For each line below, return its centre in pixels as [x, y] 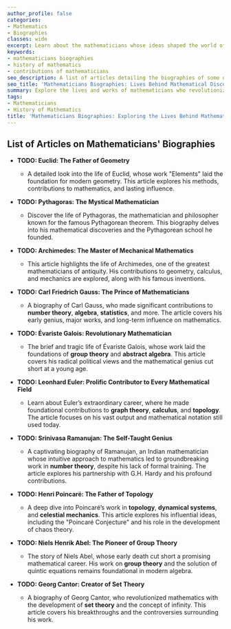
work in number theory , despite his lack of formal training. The [117, 466]
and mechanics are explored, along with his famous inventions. [117, 279]
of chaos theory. [51, 530]
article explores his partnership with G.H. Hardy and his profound [119, 474]
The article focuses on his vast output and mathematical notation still [125, 417]
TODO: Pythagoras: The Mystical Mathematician [88, 202]
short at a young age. [57, 369]
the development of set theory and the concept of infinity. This [117, 605]
